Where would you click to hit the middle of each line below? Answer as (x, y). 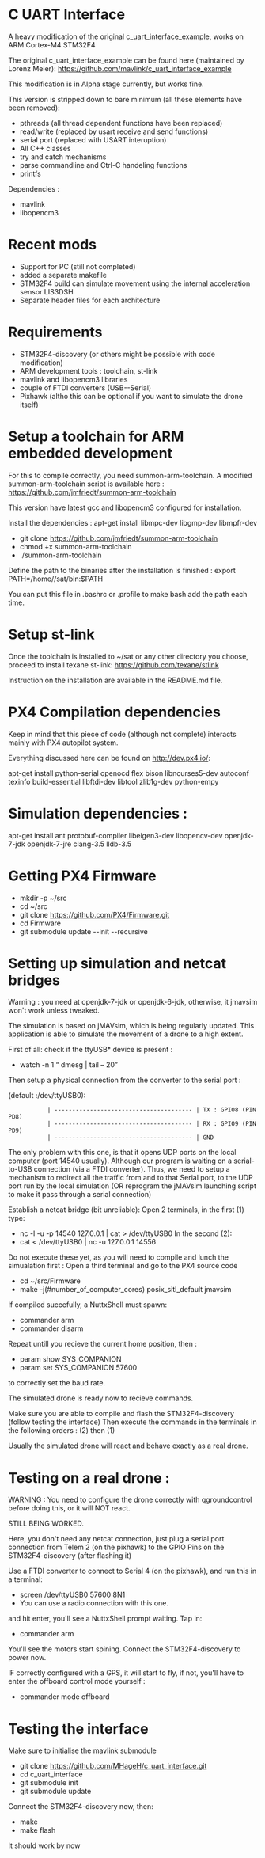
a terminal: (26, 1579)
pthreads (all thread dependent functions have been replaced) (121, 123)
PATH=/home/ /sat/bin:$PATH (56, 579)
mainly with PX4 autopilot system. (63, 743)
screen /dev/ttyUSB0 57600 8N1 (72, 1595)
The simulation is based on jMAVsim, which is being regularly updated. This (131, 1026)
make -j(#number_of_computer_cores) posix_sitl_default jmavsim (125, 1290)
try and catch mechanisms (63, 157)
